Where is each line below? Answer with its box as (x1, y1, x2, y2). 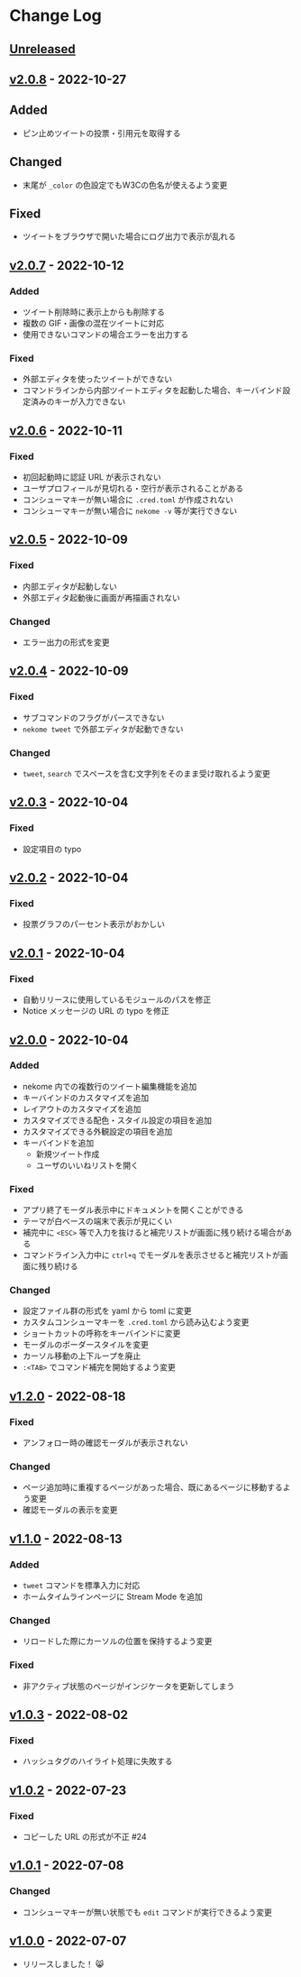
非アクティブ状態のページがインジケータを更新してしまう (22, 1680, 235, 1691)
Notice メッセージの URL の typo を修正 (22, 1006, 169, 1016)
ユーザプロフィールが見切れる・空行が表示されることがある (22, 483, 244, 494)
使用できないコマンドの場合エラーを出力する (22, 329, 189, 340)
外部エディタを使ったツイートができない (22, 373, 173, 384)
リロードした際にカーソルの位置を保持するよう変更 (22, 1636, 213, 1647)
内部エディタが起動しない (22, 581, 117, 592)
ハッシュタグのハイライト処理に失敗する (22, 1756, 173, 1767)
